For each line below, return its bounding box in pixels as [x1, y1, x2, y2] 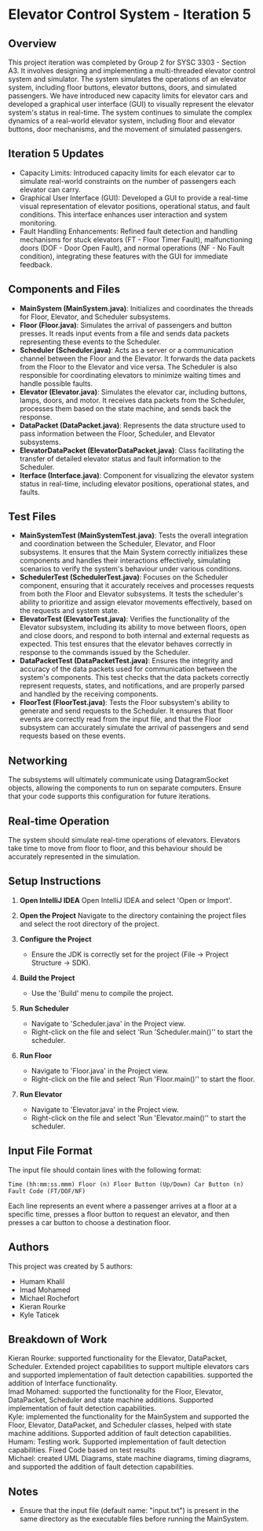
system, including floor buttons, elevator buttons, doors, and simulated [8, 83, 237, 92]
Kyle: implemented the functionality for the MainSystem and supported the [8, 1412, 250, 1422]
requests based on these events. [19, 731, 126, 740]
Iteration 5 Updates [8, 147, 104, 160]
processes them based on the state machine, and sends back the [19, 403, 232, 413]
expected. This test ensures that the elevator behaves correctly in [19, 639, 233, 649]
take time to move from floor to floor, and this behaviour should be [8, 843, 223, 854]
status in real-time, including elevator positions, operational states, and [19, 479, 250, 488]
